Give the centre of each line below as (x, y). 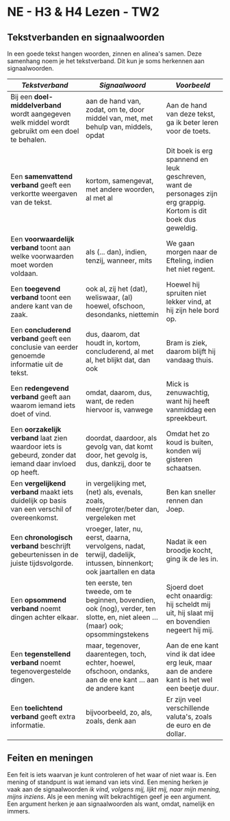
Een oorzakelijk (36, 429)
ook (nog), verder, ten (120, 609)
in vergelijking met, (116, 483)
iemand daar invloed (43, 464)
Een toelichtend (37, 708)
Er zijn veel (184, 699)
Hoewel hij (183, 284)
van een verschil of (41, 509)
